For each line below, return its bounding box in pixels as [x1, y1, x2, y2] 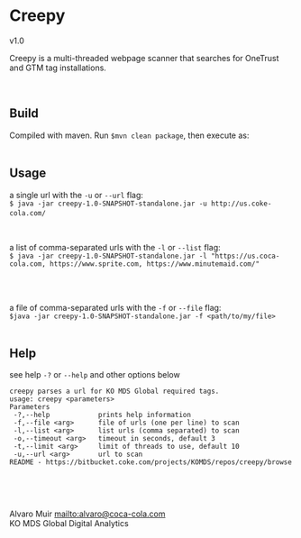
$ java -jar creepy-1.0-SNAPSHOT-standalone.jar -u [9, 199, 207, 208]
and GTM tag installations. [9, 62, 106, 73]
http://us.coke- [210, 199, 272, 208]
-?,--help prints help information [13, 411, 192, 420]
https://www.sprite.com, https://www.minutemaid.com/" [49, 259, 260, 269]
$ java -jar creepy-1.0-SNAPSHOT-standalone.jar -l [9, 251, 207, 260]
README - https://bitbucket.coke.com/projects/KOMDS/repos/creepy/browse [9, 458, 293, 467]
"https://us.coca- [210, 251, 280, 260]
